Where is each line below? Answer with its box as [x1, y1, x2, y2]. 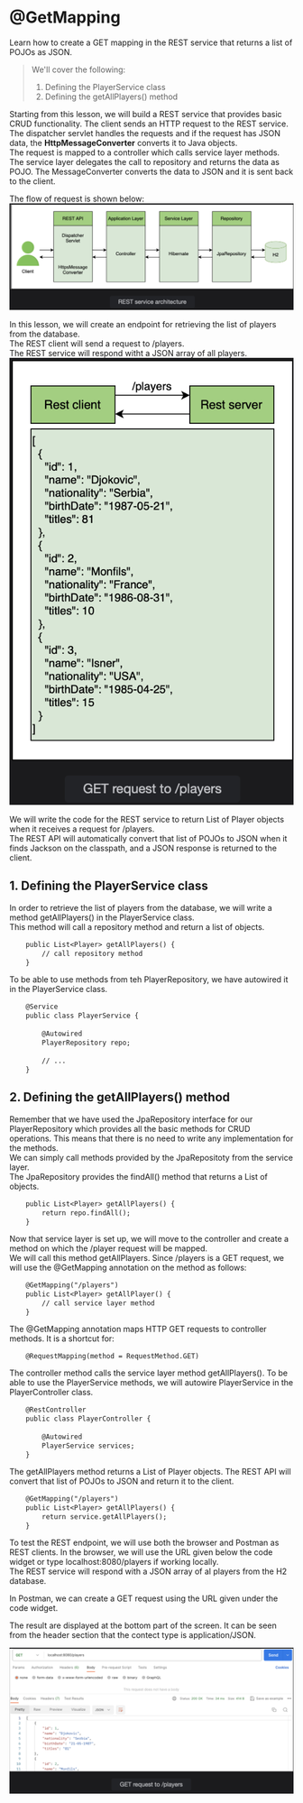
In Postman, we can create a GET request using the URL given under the [9, 1593, 279, 1604]
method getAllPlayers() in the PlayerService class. [9, 912, 196, 923]
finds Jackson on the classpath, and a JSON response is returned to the [9, 842, 278, 853]
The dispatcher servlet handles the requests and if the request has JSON [9, 127, 281, 138]
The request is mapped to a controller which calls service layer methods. [9, 147, 280, 158]
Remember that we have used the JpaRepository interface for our [9, 1113, 253, 1125]
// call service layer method [41, 1298, 155, 1308]
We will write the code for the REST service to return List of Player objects [9, 814, 285, 824]
